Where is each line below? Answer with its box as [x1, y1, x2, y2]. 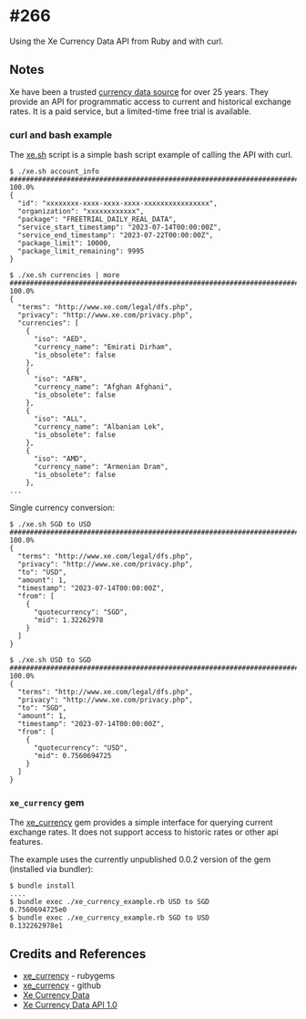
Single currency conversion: [9, 503, 116, 514]
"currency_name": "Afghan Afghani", [33, 382, 173, 392]
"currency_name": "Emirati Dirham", [33, 343, 173, 352]
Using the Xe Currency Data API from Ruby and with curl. [9, 36, 224, 47]
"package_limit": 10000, [17, 239, 112, 248]
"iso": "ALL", [33, 414, 88, 424]
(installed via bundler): [9, 864, 94, 875]
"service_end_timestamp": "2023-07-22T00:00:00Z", [17, 231, 214, 240]
